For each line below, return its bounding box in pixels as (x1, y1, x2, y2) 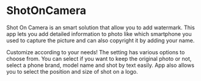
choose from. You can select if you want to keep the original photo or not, (6, 55, 192, 62)
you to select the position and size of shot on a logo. (6, 68, 139, 75)
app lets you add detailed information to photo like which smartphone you (6, 30, 192, 37)
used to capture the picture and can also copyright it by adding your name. (6, 37, 195, 44)
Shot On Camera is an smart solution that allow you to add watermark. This (6, 24, 196, 31)
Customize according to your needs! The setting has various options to (6, 48, 185, 55)
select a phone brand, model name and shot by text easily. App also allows (6, 62, 194, 69)
